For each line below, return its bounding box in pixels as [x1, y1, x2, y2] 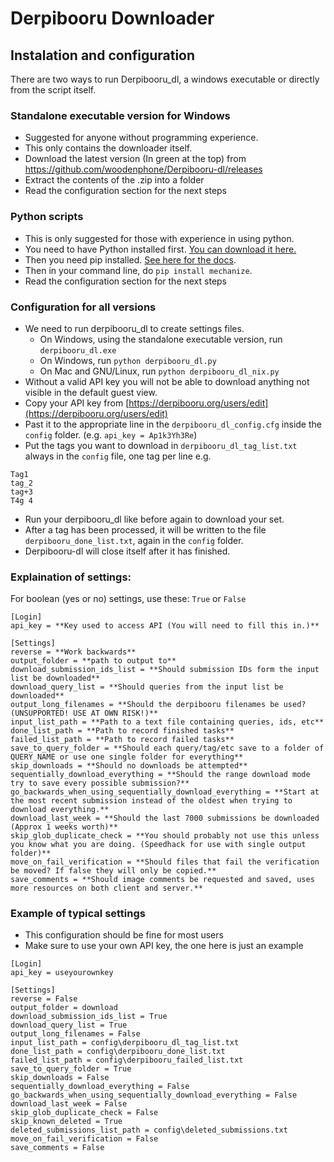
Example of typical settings [10, 907, 146, 921]
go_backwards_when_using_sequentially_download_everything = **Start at [10, 787, 320, 797]
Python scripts [10, 210, 84, 224]
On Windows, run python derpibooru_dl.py [39, 354, 217, 366]
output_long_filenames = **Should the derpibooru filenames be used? [10, 700, 307, 710]
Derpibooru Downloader [10, 7, 215, 30]
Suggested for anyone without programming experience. [24, 132, 259, 144]
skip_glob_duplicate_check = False [10, 1108, 159, 1118]
